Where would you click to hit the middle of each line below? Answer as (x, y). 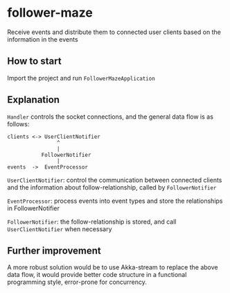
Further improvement (54, 250)
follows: (18, 124)
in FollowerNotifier (34, 208)
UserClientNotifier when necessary (60, 229)
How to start (34, 61)
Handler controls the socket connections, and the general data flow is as (110, 117)
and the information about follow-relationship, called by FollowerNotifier (112, 187)
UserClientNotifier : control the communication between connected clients (115, 180)
